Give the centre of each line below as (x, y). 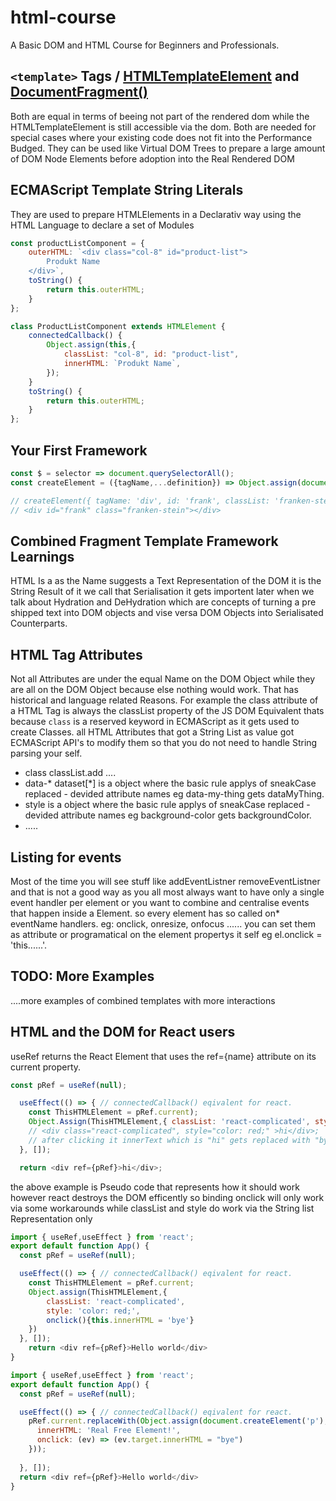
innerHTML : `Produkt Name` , (122, 364)
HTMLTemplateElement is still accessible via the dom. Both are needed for (163, 127)
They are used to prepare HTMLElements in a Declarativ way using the (156, 214)
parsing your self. (46, 753)
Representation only (51, 1218)
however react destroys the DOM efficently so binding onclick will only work (167, 1197)
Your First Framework (79, 450)
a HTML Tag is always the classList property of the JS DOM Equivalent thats (167, 711)
